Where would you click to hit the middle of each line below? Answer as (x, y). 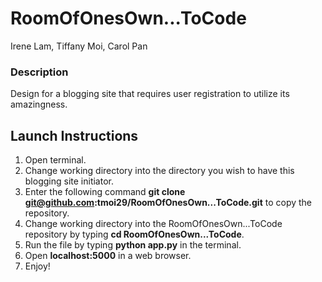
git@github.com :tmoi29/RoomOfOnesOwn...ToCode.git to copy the (168, 203)
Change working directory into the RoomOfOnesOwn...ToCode (153, 224)
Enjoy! (37, 266)
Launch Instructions (74, 135)
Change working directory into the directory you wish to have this (159, 171)
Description (39, 72)
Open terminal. (55, 160)
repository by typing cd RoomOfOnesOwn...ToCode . (134, 234)
